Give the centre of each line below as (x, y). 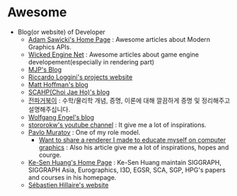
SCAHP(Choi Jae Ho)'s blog (69, 92)
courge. (50, 155)
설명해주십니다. (49, 109)
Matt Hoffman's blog (58, 84)
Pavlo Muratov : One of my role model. (84, 132)
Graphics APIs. (50, 47)
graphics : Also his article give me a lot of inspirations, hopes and (134, 147)
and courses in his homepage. (72, 177)
